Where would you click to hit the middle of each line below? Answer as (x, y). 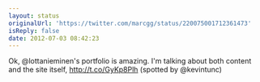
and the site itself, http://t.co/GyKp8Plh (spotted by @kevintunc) (115, 70)
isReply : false (34, 31)
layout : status (34, 16)
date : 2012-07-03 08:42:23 (54, 38)
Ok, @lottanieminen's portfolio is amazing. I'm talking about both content (130, 61)
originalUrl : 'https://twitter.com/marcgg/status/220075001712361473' (130, 23)
